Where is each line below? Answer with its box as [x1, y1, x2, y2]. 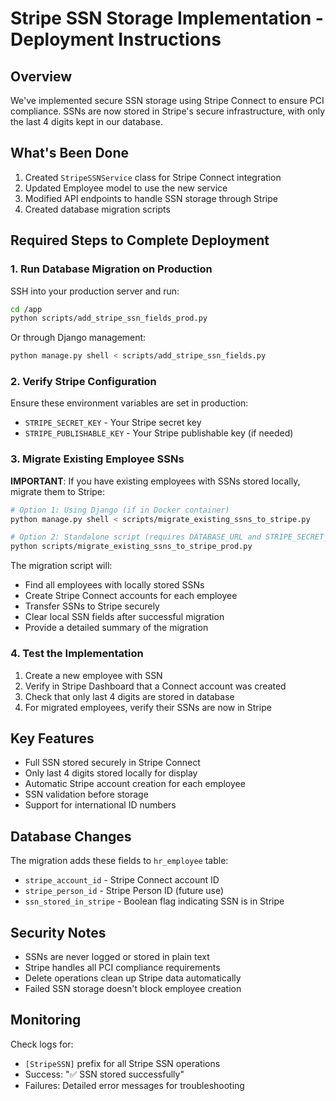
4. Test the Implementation [10, 647, 144, 661]
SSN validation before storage [24, 788, 149, 801]
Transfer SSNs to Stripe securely [24, 600, 160, 612]
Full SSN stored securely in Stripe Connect [24, 757, 201, 769]
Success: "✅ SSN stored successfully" [24, 1068, 185, 1080]
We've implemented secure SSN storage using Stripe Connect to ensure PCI [10, 95, 325, 106]
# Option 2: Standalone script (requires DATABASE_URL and [10, 532, 262, 542]
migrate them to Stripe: [10, 485, 106, 497]
